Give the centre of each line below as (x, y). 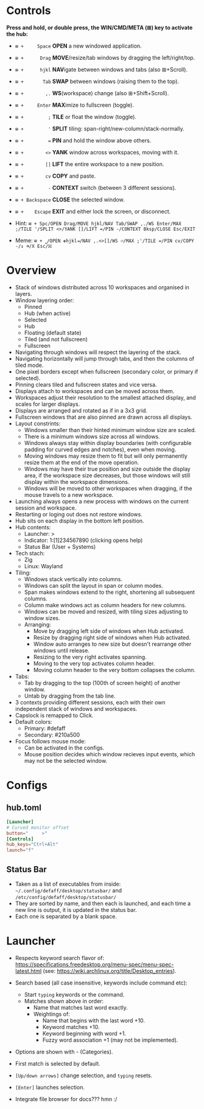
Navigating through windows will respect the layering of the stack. (98, 352)
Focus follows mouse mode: (51, 741)
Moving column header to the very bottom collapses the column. (114, 670)
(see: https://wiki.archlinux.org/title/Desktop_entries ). (110, 970)
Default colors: (34, 721)
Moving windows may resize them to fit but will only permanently (106, 456)
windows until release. (62, 650)
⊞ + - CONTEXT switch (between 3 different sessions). (96, 187)
